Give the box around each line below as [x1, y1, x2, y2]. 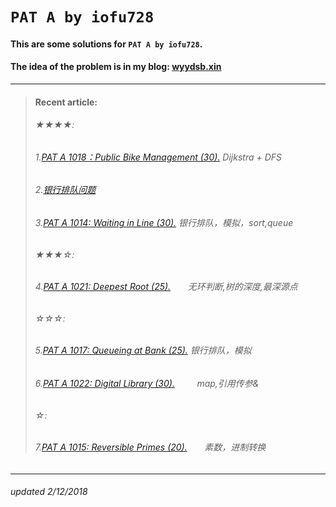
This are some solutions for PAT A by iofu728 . [10, 38, 203, 50]
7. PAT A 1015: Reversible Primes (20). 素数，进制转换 [34, 441, 267, 453]
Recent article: [34, 96, 98, 108]
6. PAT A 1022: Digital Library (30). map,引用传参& [34, 378, 260, 390]
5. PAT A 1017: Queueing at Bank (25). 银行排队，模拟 [34, 344, 252, 357]
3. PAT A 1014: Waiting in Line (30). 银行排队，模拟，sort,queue [34, 217, 294, 228]
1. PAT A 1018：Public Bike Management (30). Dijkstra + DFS [34, 151, 283, 163]
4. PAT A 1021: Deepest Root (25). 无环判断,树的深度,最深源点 [34, 281, 298, 293]
